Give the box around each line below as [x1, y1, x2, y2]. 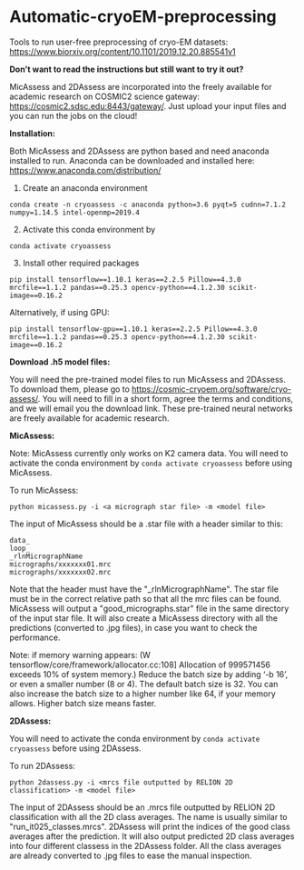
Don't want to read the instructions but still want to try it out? [9, 64, 244, 75]
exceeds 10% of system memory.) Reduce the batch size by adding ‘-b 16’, [9, 668, 289, 679]
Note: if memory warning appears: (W [9, 649, 152, 660]
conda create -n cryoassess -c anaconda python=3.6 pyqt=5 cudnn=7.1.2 [9, 200, 286, 209]
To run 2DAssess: [9, 760, 75, 771]
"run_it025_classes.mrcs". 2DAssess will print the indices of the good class [9, 821, 290, 832]
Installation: [9, 127, 56, 138]
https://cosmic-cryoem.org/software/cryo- [131, 384, 292, 395]
